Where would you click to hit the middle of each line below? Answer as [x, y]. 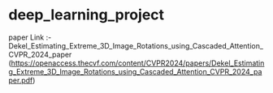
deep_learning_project [87, 15]
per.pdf [21, 80]
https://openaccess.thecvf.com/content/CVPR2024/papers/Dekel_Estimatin [138, 63]
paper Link [26, 37]
